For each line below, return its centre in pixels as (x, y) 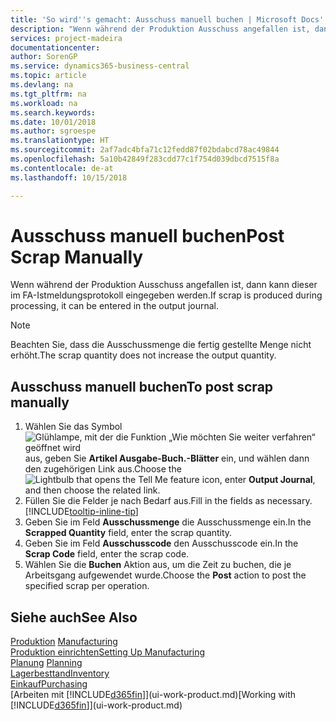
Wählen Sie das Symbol (73, 427)
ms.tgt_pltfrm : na (48, 94)
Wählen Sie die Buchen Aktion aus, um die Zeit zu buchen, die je (158, 565)
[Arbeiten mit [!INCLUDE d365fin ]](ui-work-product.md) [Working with (153, 695)
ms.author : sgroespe (53, 131)
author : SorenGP (44, 57)
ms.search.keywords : (53, 112)
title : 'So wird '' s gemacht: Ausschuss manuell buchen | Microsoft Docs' (167, 19)
